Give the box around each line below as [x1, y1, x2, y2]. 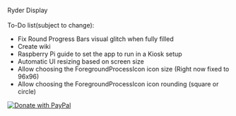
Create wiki [17, 42, 51, 50]
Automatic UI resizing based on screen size [17, 57, 145, 66]
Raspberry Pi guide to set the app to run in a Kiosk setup [17, 50, 182, 58]
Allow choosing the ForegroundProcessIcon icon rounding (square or [17, 80, 219, 88]
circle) [17, 88, 37, 95]
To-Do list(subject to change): [7, 21, 95, 29]
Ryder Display [7, 6, 48, 14]
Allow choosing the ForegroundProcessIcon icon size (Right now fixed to [17, 65, 230, 73]
